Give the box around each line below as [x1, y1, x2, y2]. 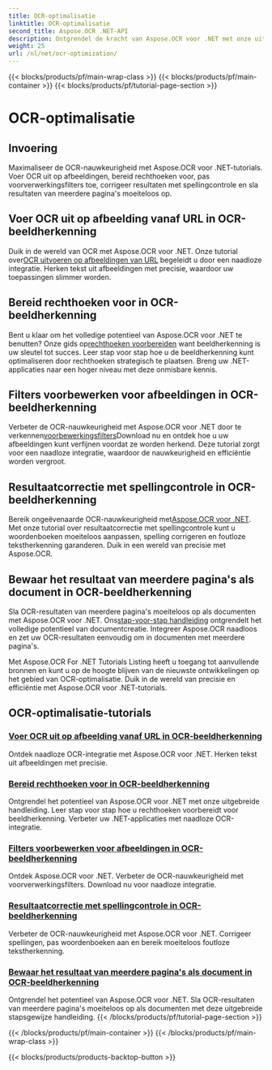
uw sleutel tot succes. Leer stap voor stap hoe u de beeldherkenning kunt [8, 347, 254, 357]
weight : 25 [8, 42, 45, 50]
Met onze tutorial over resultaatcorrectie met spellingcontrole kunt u [8, 523, 236, 533]
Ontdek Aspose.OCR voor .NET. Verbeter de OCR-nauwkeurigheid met [8, 871, 244, 881]
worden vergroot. [8, 456, 66, 467]
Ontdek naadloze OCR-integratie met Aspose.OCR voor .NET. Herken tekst [8, 749, 257, 759]
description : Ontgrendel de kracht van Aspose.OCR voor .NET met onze [8, 34, 252, 43]
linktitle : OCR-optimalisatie [8, 19, 111, 28]
